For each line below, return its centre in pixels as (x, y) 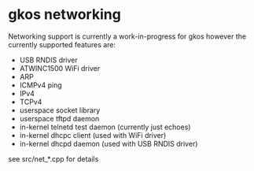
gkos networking (65, 15)
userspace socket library (60, 110)
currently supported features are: (62, 44)
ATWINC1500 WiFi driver (60, 68)
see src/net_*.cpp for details (53, 158)
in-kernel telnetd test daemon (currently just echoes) (105, 127)
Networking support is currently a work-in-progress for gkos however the (127, 36)
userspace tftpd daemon (59, 118)
